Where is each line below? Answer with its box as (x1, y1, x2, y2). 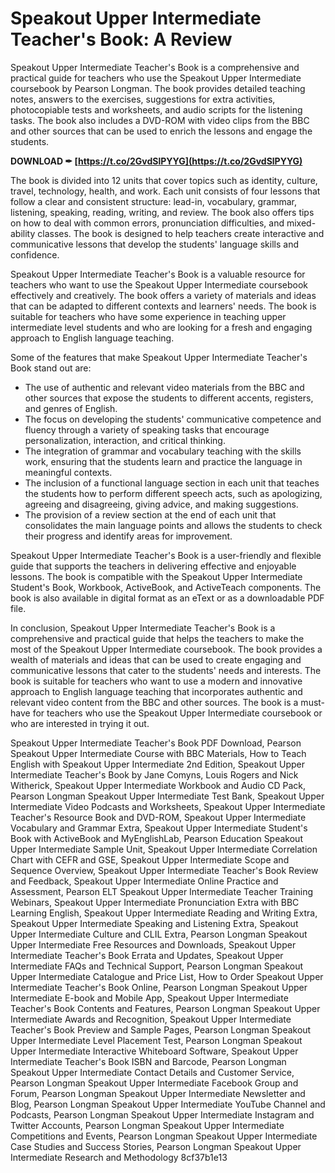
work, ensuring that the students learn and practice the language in (24, 455, 303, 467)
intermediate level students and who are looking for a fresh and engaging (10, 321, 313, 333)
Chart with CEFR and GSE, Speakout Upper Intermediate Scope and (10, 853, 290, 866)
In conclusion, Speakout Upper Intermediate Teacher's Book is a (10, 622, 276, 634)
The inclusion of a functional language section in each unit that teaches (24, 477, 320, 489)
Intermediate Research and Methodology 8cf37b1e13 (10, 1151, 228, 1163)
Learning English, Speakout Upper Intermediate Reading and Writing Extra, (10, 907, 318, 919)
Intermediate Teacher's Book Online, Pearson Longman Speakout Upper (10, 981, 308, 993)
